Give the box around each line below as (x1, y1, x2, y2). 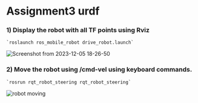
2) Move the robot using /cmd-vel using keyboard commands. (6, 65, 193, 74)
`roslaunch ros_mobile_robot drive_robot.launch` (6, 39, 134, 46)
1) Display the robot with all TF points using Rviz (6, 26, 150, 35)
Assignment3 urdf (6, 4, 100, 18)
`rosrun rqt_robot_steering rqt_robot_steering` (6, 79, 131, 85)
